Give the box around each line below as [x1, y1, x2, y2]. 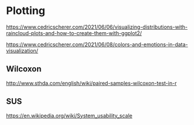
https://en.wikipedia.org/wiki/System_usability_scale [6, 112, 133, 119]
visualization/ [6, 47, 38, 54]
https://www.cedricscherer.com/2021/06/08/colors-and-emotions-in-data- [6, 41, 188, 48]
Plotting [6, 4, 45, 18]
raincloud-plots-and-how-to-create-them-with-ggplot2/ [6, 29, 142, 36]
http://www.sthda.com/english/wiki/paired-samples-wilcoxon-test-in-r [6, 79, 177, 86]
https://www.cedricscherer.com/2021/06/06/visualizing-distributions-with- [6, 23, 188, 30]
